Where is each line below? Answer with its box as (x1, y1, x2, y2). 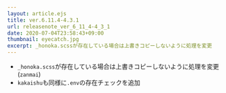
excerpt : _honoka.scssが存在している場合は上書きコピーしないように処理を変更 (7, 42, 212, 49)
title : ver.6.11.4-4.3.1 (7, 17, 79, 24)
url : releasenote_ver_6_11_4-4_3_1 (7, 23, 111, 30)
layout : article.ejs (7, 10, 67, 17)
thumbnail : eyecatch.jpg (7, 36, 79, 43)
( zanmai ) (17, 70, 41, 78)
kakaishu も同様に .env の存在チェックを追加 (17, 78, 140, 87)
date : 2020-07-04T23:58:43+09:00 (7, 29, 104, 37)
